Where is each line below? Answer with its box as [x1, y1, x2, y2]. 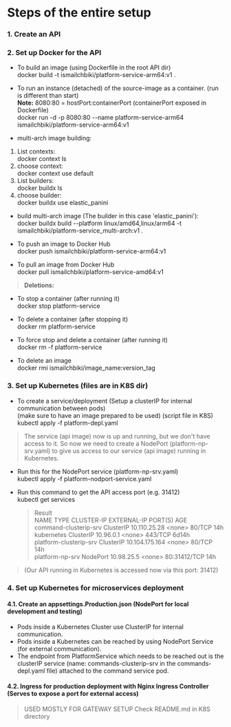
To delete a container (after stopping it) [16, 315, 129, 324]
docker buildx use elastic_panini [16, 198, 109, 207]
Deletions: [23, 281, 55, 290]
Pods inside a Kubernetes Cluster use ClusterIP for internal [16, 622, 184, 631]
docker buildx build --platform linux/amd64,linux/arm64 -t [16, 219, 182, 228]
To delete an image [16, 357, 72, 365]
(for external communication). [16, 644, 102, 653]
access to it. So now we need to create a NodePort [23, 439, 168, 447]
